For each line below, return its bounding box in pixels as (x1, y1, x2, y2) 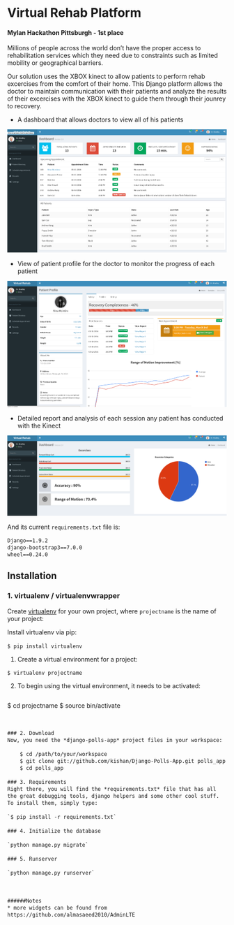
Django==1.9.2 (7, 537, 49, 544)
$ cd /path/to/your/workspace (19, 750, 108, 757)
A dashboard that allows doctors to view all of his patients (17, 115, 184, 124)
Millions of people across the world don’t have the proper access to (7, 44, 201, 52)
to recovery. (7, 102, 42, 110)
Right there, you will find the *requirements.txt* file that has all (7, 785, 217, 792)
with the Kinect (17, 421, 61, 430)
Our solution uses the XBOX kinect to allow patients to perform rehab (7, 72, 205, 81)
